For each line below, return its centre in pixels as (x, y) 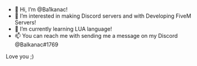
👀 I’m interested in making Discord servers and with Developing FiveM (103, 16)
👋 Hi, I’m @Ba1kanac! (41, 9)
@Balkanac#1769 (36, 45)
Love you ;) (20, 56)
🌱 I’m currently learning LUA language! (63, 29)
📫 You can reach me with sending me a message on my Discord (96, 36)
